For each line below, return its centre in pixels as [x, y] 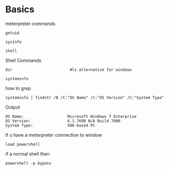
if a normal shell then [27, 154]
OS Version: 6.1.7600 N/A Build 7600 [63, 121]
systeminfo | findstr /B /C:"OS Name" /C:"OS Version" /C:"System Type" [85, 98]
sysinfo [14, 42]
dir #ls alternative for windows [69, 70]
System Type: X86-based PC [50, 125]
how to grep [18, 88]
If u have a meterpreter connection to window [54, 135]
